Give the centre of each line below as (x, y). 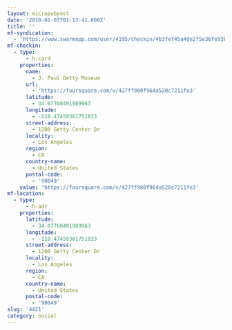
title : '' (21, 26)
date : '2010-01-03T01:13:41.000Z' (57, 20)
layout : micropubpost (38, 13)
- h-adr (37, 207)
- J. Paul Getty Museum (66, 78)
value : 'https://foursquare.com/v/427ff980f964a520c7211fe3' (109, 187)
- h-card (38, 59)
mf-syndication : (30, 33)
